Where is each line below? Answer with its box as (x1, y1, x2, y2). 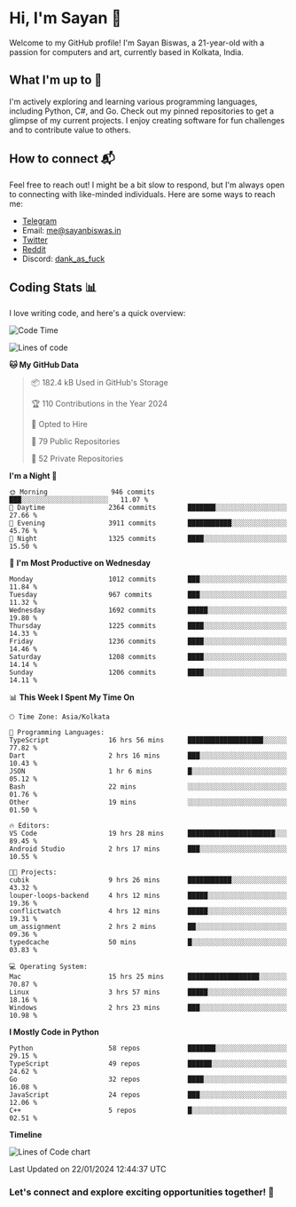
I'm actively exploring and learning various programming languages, (9, 96, 258, 107)
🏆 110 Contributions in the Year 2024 (30, 399, 168, 409)
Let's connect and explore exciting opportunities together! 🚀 (9, 1186, 275, 1198)
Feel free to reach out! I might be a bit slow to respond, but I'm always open (9, 179, 285, 190)
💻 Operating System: (9, 963, 89, 972)
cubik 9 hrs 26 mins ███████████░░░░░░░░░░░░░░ (9, 876, 288, 885)
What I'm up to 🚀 (9, 73, 103, 88)
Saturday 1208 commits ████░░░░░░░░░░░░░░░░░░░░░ (9, 653, 288, 662)
